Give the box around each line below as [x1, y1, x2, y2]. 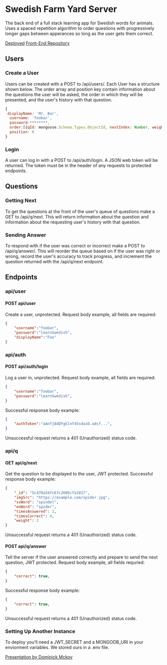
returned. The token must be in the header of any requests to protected [5, 163, 152, 169]
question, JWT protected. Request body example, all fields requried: [5, 559, 145, 565]
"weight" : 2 [14, 518, 39, 523]
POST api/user [5, 300, 36, 306]
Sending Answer [5, 231, 46, 238]
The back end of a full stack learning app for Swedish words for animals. [5, 20, 154, 26]
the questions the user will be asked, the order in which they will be [5, 91, 143, 98]
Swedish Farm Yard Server [5, 3, 117, 15]
